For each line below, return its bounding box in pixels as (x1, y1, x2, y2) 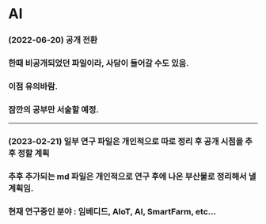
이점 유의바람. (8, 81, 58, 92)
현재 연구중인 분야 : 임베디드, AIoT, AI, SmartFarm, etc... (8, 207, 216, 218)
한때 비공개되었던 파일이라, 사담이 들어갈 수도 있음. (8, 58, 189, 69)
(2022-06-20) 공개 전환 (8, 35, 98, 46)
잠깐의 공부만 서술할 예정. (8, 104, 99, 115)
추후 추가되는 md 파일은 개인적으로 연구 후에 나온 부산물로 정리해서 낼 (8, 171, 256, 182)
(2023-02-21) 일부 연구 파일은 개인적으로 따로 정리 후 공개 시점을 (8, 136, 244, 147)
